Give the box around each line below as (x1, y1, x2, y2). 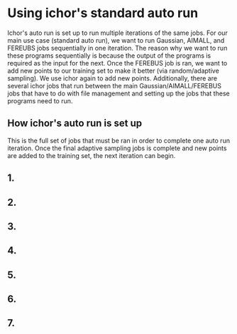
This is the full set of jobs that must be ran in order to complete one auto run (7, 136, 231, 145)
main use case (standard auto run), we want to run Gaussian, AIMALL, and (7, 36, 225, 44)
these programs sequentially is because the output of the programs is (7, 51, 211, 60)
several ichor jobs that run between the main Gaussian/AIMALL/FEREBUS (7, 81, 222, 90)
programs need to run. (7, 96, 73, 105)
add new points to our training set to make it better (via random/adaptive (7, 66, 220, 75)
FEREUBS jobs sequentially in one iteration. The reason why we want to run (7, 43, 228, 52)
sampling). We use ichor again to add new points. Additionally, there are (7, 73, 218, 83)
